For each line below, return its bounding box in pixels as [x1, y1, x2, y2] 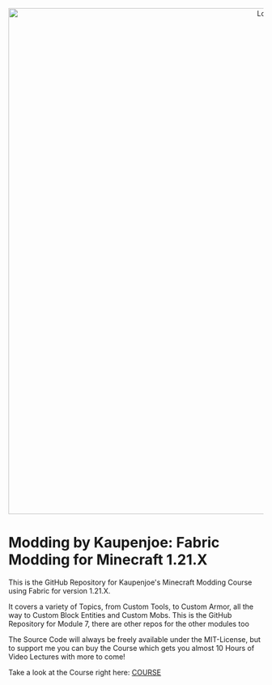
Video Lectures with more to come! [8, 652, 125, 662]
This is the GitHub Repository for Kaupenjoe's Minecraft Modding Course [8, 577, 253, 587]
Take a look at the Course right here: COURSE [8, 667, 162, 677]
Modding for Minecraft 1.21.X [8, 551, 208, 569]
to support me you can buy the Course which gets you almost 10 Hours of [8, 643, 255, 653]
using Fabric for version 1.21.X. [8, 585, 111, 595]
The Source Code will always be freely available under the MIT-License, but [8, 634, 261, 644]
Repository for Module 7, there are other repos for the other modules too [8, 619, 249, 628]
